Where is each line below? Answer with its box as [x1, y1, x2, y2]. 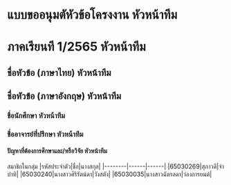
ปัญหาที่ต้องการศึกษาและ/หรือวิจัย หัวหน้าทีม [7, 146, 107, 155]
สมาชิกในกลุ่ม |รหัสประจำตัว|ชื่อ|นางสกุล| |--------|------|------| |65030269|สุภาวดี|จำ [7, 162, 225, 171]
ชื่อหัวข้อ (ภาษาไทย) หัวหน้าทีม [7, 66, 111, 79]
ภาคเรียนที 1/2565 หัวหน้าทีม [7, 39, 147, 55]
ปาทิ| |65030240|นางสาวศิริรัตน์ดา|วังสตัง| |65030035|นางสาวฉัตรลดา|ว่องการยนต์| [7, 170, 212, 179]
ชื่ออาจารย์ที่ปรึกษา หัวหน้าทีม [7, 130, 84, 139]
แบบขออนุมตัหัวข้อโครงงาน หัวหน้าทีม [7, 7, 178, 23]
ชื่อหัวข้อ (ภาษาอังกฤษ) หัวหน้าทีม [7, 90, 122, 102]
